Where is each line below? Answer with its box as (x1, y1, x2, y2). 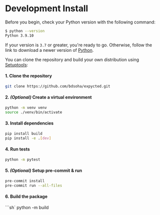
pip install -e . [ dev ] (5, 135, 51, 141)
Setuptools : (5, 62, 28, 67)
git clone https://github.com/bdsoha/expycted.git (5, 84, 111, 88)
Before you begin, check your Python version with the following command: (5, 19, 156, 25)
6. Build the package (5, 193, 48, 199)
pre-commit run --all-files (5, 183, 63, 188)
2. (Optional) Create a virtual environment (5, 94, 92, 100)
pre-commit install (5, 178, 45, 183)
